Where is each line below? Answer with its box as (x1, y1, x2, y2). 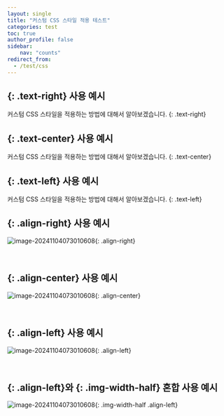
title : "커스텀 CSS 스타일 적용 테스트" (7, 17, 111, 24)
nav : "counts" (20, 50, 61, 57)
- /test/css (13, 62, 49, 69)
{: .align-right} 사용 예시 (7, 217, 111, 229)
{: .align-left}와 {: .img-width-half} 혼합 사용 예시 (7, 382, 218, 394)
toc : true (7, 29, 36, 37)
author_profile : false (7, 36, 73, 43)
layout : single (7, 10, 52, 18)
